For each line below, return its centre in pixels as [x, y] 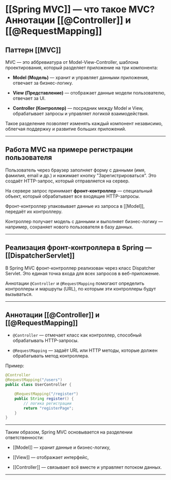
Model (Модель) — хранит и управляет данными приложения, [81, 77]
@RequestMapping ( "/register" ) [47, 394]
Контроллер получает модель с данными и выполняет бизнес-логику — [84, 221]
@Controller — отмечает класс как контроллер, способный [77, 335]
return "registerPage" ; [49, 408]
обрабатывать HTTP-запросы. [46, 341]
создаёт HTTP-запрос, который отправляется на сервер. [67, 181]
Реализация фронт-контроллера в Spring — [79, 248]
